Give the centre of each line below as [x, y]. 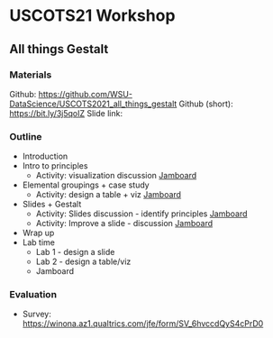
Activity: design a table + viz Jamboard [109, 195]
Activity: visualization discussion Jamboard [116, 176]
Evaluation [33, 295]
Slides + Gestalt [52, 205]
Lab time [39, 242]
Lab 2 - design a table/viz [83, 261]
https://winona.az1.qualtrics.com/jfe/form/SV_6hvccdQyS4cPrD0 [143, 324]
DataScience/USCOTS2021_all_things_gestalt [93, 104]
